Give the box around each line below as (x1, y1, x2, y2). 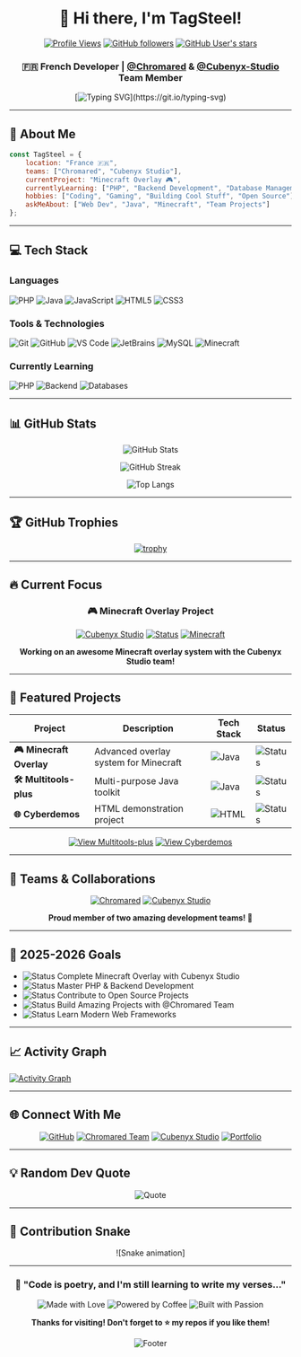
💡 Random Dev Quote (9, 1166, 132, 1181)
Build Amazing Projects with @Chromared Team (56, 1000, 235, 1010)
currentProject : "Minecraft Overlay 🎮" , (25, 175, 182, 184)
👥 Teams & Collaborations (9, 871, 156, 886)
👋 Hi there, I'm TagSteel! (59, 8, 242, 29)
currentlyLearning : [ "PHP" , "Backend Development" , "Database (25, 183, 262, 192)
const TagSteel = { (9, 150, 82, 160)
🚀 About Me (9, 126, 76, 142)
